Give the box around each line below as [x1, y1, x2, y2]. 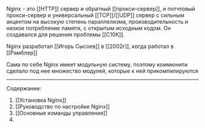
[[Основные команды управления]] [15, 109, 108, 116]
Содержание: [6, 85, 41, 92]
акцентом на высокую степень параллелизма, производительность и [6, 18, 189, 25]
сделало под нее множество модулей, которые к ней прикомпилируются [6, 67, 198, 75]
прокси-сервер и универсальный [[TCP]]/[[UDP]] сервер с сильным [6, 12, 185, 19]
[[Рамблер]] [6, 49, 38, 56]
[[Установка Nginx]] [15, 96, 67, 104]
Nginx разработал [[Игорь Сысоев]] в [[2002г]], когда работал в [6, 42, 174, 50]
